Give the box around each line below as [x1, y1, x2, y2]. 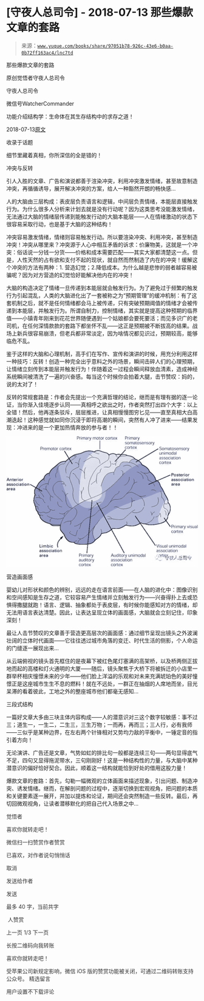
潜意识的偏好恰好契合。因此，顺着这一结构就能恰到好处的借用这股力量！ [6, 764, 187, 771]
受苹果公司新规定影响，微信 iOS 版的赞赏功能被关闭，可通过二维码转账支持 [6, 967, 194, 974]
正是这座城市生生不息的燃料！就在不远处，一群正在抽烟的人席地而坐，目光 [11, 680, 198, 687]
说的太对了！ [6, 380, 38, 388]
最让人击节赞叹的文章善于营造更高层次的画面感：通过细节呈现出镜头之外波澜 [6, 629, 198, 636]
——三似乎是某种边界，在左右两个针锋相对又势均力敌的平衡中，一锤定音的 [6, 729, 192, 736]
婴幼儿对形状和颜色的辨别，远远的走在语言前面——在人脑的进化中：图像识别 [6, 586, 198, 593]
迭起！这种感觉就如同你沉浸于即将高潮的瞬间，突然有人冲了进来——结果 [11, 416, 192, 423]
